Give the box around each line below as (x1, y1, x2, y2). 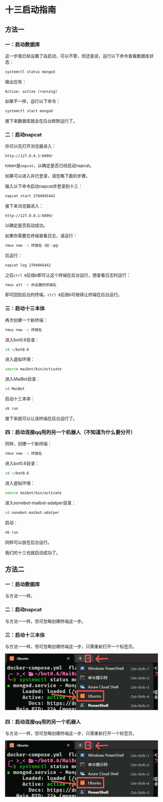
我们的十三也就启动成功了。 (5, 549, 61, 555)
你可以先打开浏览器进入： (5, 143, 56, 149)
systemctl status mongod (5, 69, 55, 74)
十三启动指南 (5, 4, 57, 16)
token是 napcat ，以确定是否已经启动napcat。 (5, 162, 94, 168)
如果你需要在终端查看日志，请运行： (5, 233, 78, 239)
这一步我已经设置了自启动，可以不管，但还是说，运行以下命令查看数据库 (5, 53, 149, 59)
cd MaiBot (5, 387, 25, 392)
